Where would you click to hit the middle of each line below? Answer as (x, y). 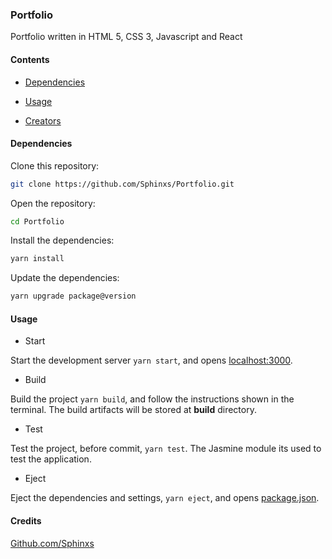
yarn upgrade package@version (73, 296)
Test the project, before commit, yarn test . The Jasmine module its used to (166, 449)
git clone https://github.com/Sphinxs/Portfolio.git (122, 184)
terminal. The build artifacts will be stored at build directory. (133, 410)
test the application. (51, 459)
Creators (43, 120)
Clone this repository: (55, 165)
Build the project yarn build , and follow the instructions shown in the (152, 399)
